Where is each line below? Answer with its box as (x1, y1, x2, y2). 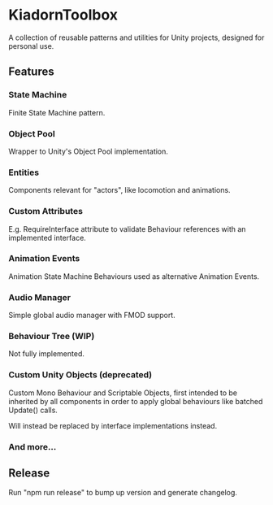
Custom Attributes (8, 206, 84, 217)
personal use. (8, 41, 54, 50)
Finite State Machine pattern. (8, 107, 106, 117)
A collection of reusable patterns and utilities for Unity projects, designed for (8, 33, 265, 42)
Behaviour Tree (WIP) (8, 331, 95, 342)
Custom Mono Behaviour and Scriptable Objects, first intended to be (8, 388, 238, 398)
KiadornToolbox (8, 6, 119, 24)
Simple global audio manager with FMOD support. (8, 311, 176, 320)
